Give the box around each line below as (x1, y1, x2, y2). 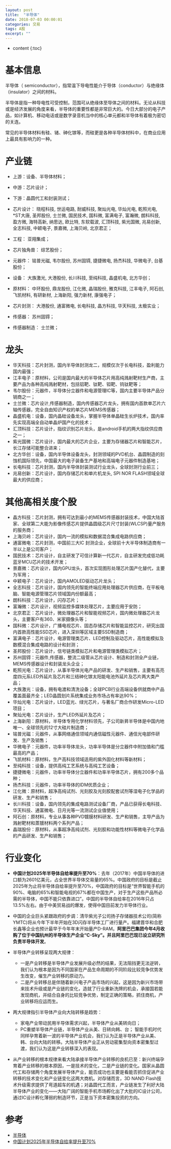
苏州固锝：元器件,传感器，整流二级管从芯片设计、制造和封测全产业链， (12, 654, 161, 660)
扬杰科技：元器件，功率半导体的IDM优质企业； (12, 782, 111, 788)
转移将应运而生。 (24, 998, 61, 1004)
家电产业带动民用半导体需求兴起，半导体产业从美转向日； (20, 1020, 141, 1026)
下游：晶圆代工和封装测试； (12, 195, 71, 201)
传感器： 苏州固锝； (12, 313, 54, 319)
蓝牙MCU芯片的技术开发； (12, 558, 69, 565)
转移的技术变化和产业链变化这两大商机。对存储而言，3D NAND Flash (12, 1075, 157, 1081)
